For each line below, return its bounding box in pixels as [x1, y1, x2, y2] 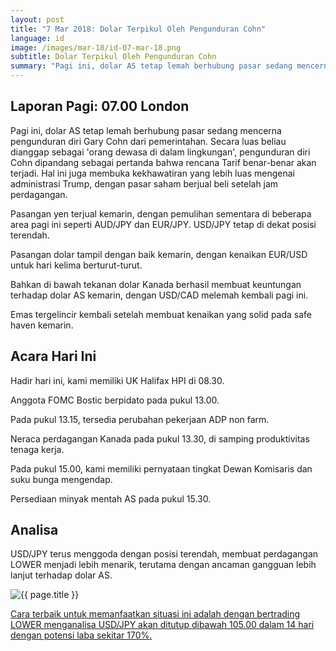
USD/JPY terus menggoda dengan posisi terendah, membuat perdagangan [10, 548, 319, 560]
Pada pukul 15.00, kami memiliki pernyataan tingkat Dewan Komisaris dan [10, 462, 313, 475]
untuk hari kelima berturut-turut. [10, 259, 143, 271]
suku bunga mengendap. [10, 473, 113, 485]
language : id [10, 33, 65, 43]
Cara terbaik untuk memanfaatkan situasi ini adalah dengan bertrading [10, 608, 301, 620]
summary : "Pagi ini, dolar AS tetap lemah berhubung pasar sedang [10, 61, 293, 71]
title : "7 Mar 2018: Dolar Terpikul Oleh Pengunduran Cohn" [10, 24, 267, 34]
